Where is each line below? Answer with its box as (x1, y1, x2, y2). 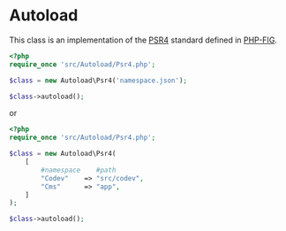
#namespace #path (41, 166, 117, 174)
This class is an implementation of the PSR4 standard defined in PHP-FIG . (9, 35, 278, 45)
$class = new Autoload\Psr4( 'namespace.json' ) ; (9, 76, 188, 85)
